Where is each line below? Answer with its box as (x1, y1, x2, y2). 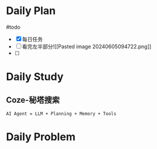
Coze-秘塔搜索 (6, 95, 60, 105)
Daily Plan (6, 4, 56, 18)
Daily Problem (6, 130, 76, 144)
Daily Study (6, 70, 64, 83)
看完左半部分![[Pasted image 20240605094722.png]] (22, 43, 152, 50)
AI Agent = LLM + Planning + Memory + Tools (6, 110, 117, 117)
